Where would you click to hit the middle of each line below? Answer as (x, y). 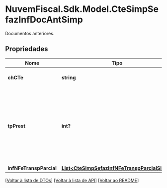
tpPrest (17, 126)
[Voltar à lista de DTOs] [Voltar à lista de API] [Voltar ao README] (72, 180)
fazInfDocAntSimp (44, 20)
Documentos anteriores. (30, 33)
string (69, 77)
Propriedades (27, 49)
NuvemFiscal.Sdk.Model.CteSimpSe (82, 9)
